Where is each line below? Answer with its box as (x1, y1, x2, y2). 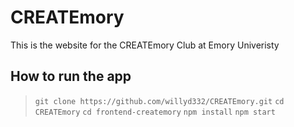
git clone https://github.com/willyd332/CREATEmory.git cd (34, 96, 285, 106)
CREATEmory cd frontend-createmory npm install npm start (34, 107, 276, 117)
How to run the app (10, 68, 132, 85)
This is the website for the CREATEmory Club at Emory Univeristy (10, 39, 280, 51)
